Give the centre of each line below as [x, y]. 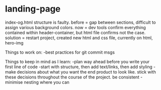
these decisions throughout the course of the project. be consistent [72, 77]
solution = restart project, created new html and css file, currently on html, [79, 38]
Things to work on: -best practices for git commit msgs [60, 52]
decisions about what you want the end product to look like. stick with [86, 72]
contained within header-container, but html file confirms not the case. [75, 32]
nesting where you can [47, 82]
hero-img [14, 43]
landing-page [33, 9]
